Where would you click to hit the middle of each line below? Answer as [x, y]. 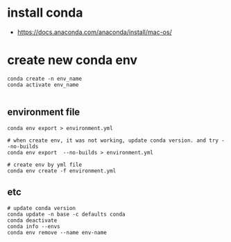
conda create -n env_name [44, 79]
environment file [44, 112]
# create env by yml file [44, 165]
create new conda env [72, 60]
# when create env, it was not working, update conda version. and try [113, 140]
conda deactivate [32, 220]
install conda [45, 13]
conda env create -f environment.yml [62, 171]
